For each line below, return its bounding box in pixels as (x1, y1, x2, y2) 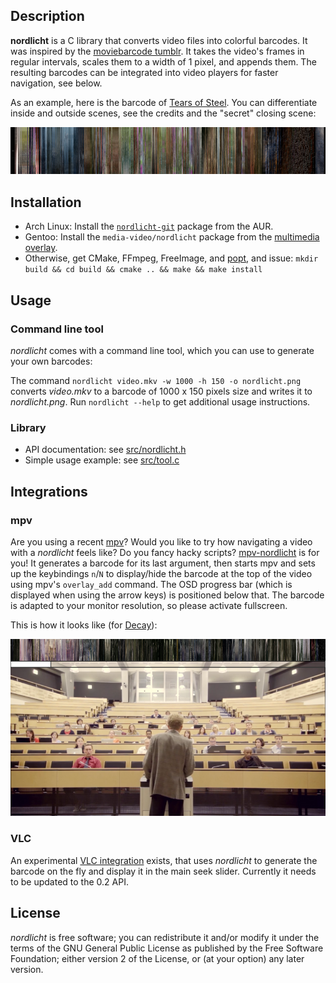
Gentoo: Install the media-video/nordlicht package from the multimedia (24, 231, 320, 243)
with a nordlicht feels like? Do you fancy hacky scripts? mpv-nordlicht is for (10, 546, 320, 558)
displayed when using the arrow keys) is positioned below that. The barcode (10, 589, 325, 601)
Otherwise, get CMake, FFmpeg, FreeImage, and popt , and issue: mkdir (24, 252, 319, 264)
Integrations (10, 483, 88, 500)
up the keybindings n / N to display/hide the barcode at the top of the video (10, 567, 313, 579)
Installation (10, 194, 82, 211)
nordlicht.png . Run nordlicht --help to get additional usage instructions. (10, 395, 311, 408)
